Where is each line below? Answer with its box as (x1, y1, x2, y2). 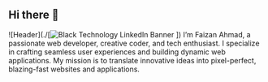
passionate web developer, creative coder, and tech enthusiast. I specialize (8, 38, 260, 48)
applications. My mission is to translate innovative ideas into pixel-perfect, (8, 55, 257, 65)
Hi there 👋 (8, 8, 59, 22)
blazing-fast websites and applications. (8, 64, 140, 74)
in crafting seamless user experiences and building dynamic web (8, 46, 226, 57)
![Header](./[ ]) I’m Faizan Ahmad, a (8, 29, 251, 39)
